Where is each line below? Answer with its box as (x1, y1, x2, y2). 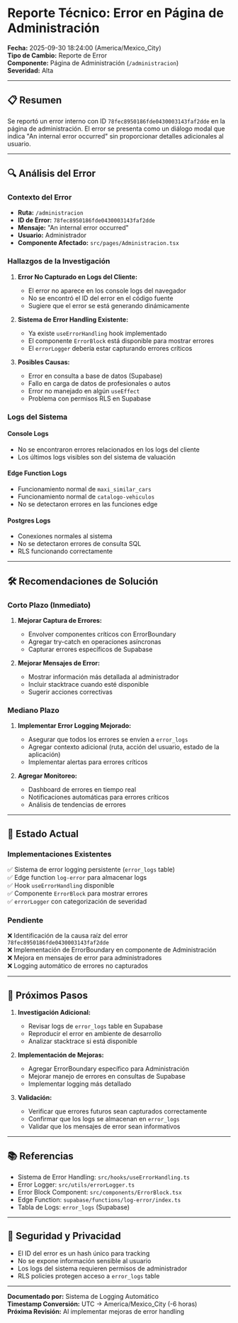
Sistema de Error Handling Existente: (17, 315, 129, 324)
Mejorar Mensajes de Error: (17, 658, 101, 667)
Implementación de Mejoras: (17, 1051, 104, 1060)
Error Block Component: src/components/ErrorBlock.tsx (17, 1187, 182, 1196)
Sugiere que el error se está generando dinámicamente (28, 301, 190, 310)
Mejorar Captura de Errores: (17, 616, 103, 624)
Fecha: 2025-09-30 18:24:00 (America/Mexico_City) (7, 43, 161, 52)
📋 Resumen (7, 94, 62, 107)
